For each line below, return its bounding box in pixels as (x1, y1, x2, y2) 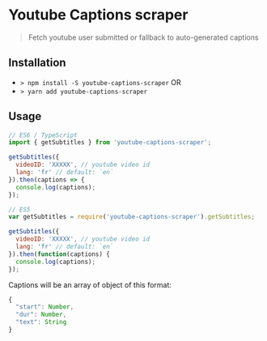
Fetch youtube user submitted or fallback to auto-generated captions (28, 32, 259, 42)
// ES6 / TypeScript (8, 131, 78, 139)
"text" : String (15, 318, 67, 326)
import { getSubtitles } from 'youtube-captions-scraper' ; (8, 139, 212, 147)
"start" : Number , (15, 303, 74, 311)
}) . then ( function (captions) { (8, 249, 111, 258)
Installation (8, 56, 66, 70)
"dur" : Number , (15, 310, 67, 319)
